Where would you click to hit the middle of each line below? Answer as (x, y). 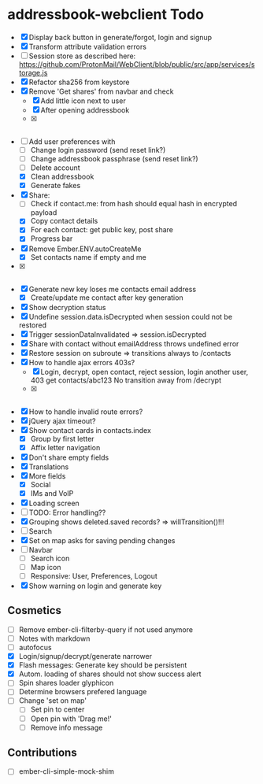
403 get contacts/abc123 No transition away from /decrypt (126, 380)
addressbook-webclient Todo (106, 15)
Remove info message (67, 727)
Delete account (55, 168)
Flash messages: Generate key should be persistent (103, 665)
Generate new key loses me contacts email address (113, 289)
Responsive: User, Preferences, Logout (94, 576)
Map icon (46, 567)
